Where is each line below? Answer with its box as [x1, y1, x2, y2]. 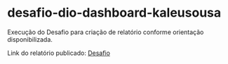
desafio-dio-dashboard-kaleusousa [7, 5, 222, 21]
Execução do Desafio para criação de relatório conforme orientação [7, 28, 204, 36]
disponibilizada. [7, 35, 53, 43]
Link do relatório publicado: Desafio [7, 49, 111, 57]
